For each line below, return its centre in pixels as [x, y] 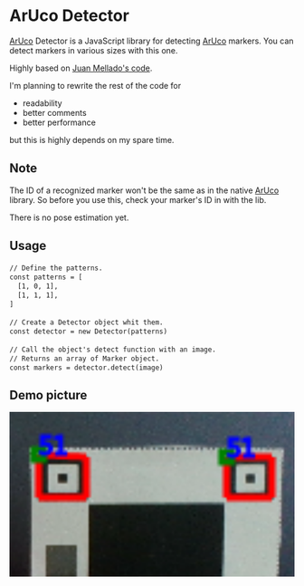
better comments [55, 112]
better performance [59, 122]
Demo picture [48, 395]
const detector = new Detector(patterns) [89, 331]
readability [42, 103]
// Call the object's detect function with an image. [113, 350]
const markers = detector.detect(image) [87, 368]
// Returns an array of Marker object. [85, 359]
